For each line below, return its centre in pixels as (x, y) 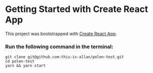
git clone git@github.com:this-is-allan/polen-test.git (64, 57)
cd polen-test (20, 61)
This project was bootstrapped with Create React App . (61, 33)
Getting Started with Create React (77, 9)
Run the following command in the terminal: (59, 46)
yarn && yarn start (25, 66)
